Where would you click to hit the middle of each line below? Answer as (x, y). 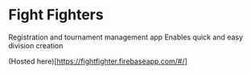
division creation (36, 45)
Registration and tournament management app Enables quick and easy (126, 37)
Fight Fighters (56, 15)
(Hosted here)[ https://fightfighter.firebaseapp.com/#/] (98, 61)
